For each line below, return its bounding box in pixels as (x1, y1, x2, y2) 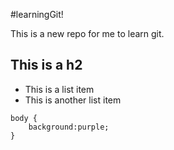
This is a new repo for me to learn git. (10, 28, 165, 39)
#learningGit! (10, 9, 64, 20)
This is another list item (24, 94, 122, 106)
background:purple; (28, 122, 110, 132)
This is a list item (24, 83, 95, 95)
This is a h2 (10, 57, 83, 74)
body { (10, 113, 38, 123)
